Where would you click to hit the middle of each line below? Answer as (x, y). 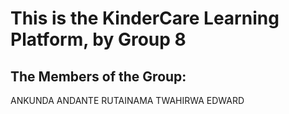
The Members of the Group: (98, 76)
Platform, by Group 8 (98, 39)
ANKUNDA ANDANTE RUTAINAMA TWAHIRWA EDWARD (127, 100)
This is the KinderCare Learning (145, 18)
